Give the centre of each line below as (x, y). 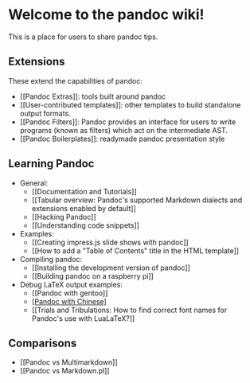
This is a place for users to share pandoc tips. (83, 37)
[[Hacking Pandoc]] (64, 217)
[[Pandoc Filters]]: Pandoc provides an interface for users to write (128, 122)
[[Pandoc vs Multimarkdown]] (68, 362)
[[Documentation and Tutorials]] (84, 191)
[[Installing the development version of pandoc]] (111, 268)
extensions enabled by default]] (84, 208)
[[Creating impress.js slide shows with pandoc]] (110, 242)
